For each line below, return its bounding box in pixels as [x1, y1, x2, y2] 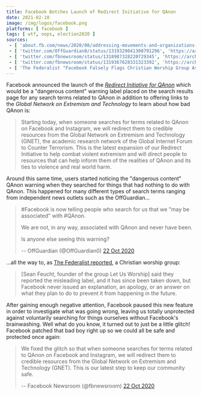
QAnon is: [6, 107, 31, 114]
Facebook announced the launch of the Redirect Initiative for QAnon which [6, 81, 191, 89]
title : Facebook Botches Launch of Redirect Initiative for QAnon [6, 8, 176, 15]
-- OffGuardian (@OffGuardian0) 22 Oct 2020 [20, 247, 135, 255]
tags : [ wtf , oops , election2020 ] [6, 31, 96, 37]
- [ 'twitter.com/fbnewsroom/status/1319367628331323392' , [8, 59, 161, 65]
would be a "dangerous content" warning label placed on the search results [6, 88, 194, 95]
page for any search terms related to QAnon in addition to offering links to [6, 94, 189, 101]
